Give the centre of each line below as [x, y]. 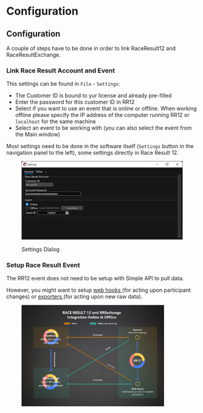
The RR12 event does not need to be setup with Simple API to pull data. [95, 278]
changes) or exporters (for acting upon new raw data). [74, 297]
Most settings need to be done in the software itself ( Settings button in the [100, 146]
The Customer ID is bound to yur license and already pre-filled [93, 96]
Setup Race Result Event [43, 265]
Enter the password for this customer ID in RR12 [75, 102]
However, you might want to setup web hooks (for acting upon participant [99, 290]
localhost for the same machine [55, 122]
